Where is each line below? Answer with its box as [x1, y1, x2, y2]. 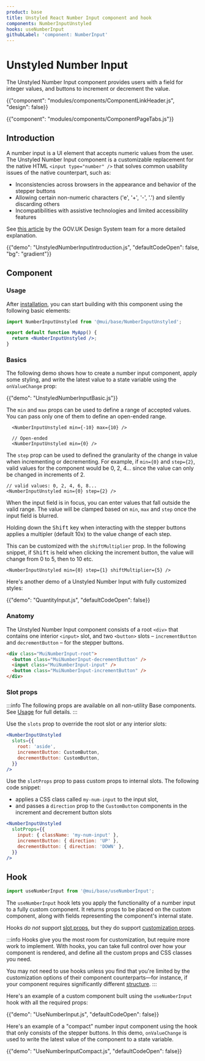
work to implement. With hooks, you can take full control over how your [6, 943, 187, 950]
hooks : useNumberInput [6, 26, 64, 33]
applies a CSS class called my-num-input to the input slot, [15, 795, 158, 803]
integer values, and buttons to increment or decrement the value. [6, 85, 170, 93]
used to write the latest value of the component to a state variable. [6, 1036, 174, 1043]
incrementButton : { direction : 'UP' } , [17, 838, 119, 844]
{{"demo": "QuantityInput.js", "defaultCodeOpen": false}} [6, 596, 151, 604]
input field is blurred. [6, 512, 59, 519]
